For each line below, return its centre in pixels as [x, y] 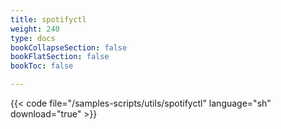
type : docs [33, 38]
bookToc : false [42, 66]
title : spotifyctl [48, 19]
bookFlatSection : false [60, 57]
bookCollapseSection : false [69, 47]
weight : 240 [35, 29]
